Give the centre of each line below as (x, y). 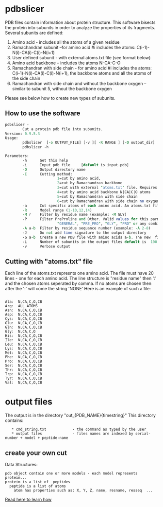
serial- (143, 434)
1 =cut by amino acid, (79, 178)
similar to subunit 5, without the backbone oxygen (62, 88)
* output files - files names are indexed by (72, 434)
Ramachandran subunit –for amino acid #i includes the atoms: (74, 47)
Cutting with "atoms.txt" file (49, 261)
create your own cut (36, 453)
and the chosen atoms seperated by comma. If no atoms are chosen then (78, 283)
